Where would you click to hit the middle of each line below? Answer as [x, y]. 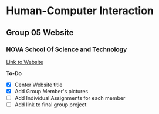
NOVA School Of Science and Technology [67, 49]
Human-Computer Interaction [80, 11]
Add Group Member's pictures [51, 91]
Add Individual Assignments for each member [70, 98]
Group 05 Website [40, 33]
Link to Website [25, 62]
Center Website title [38, 85]
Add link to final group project [50, 105]
